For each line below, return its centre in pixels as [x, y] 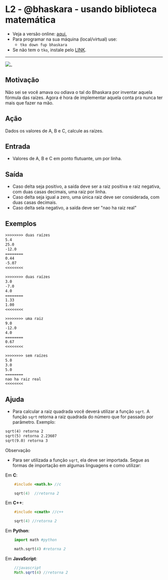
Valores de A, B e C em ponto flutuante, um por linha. [67, 159]
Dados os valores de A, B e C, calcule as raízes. [54, 131]
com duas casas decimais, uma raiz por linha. [59, 192]
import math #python [35, 540]
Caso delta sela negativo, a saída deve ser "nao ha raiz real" [74, 208]
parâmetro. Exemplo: [34, 422]
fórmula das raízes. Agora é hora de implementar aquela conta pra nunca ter [84, 97]
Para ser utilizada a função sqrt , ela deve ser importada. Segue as [81, 460]
